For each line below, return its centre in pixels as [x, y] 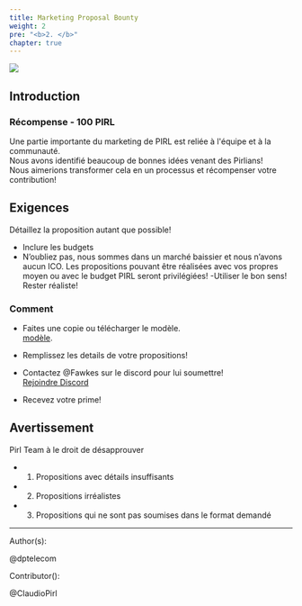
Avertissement [52, 428]
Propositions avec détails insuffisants [105, 476]
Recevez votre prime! [62, 400]
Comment [31, 309]
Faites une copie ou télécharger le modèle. [102, 329]
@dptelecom [33, 558]
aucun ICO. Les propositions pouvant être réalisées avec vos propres [150, 266]
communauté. [35, 150]
